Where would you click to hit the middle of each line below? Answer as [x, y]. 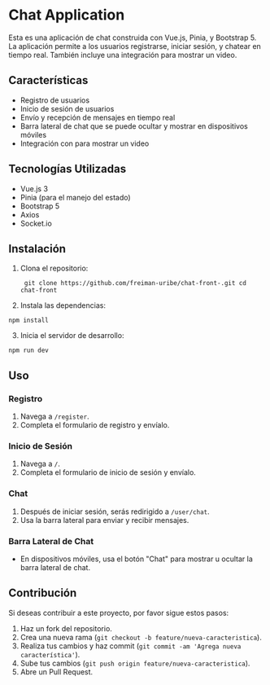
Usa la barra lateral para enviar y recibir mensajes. [105, 520]
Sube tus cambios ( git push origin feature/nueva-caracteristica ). [135, 663]
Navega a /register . [54, 416]
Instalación [37, 249]
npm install [28, 321]
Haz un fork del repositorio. [66, 628]
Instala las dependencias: [63, 305]
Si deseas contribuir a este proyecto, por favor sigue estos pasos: [119, 613]
